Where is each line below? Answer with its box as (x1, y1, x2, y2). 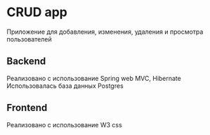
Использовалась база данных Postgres (6, 82, 124, 90)
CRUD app (6, 4, 68, 20)
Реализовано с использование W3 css (6, 120, 122, 129)
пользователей (6, 34, 52, 43)
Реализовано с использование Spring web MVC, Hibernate (6, 74, 182, 82)
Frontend (6, 102, 48, 114)
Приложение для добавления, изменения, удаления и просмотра (6, 27, 204, 36)
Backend (6, 56, 46, 67)
